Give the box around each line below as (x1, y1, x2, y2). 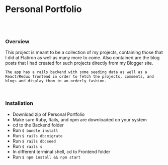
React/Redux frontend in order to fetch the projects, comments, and (5, 74, 154, 79)
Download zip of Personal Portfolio (12, 111, 85, 117)
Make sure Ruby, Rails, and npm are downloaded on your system (12, 116, 147, 122)
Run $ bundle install (12, 127, 58, 133)
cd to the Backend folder (12, 122, 64, 128)
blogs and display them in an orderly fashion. (5, 79, 107, 84)
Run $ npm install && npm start (12, 154, 81, 160)
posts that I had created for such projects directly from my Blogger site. (5, 60, 153, 66)
